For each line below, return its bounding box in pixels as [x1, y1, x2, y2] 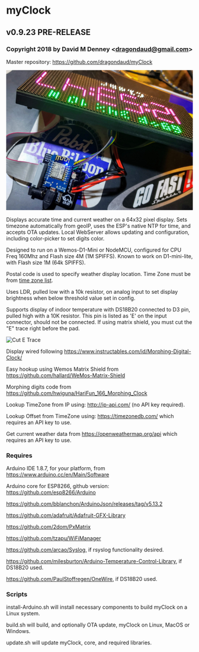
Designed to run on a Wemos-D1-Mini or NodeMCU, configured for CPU [6, 246, 182, 253]
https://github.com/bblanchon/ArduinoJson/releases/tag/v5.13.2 [6, 500, 163, 508]
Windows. [6, 628, 31, 635]
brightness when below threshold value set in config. [6, 294, 136, 301]
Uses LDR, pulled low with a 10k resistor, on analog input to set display [6, 288, 178, 295]
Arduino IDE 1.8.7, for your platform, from [6, 465, 105, 472]
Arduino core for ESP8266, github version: [6, 483, 110, 490]
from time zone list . [6, 277, 53, 284]
